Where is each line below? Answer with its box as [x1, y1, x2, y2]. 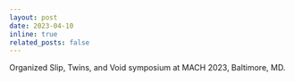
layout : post [9, 12, 58, 22]
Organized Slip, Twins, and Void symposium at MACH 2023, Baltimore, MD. [9, 62, 286, 73]
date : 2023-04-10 [9, 21, 74, 30]
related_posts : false [9, 37, 90, 47]
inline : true [9, 29, 58, 38]
